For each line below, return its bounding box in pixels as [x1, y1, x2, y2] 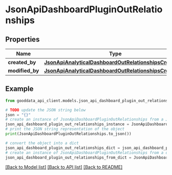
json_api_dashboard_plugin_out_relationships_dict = [5, 145, 120, 150]
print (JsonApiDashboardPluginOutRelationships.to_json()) [5, 131, 132, 137]
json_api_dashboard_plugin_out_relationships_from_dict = [5, 155, 132, 160]
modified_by [8, 67, 39, 74]
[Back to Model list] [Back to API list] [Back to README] [5, 164, 123, 170]
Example [5, 85, 34, 93]
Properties [5, 35, 40, 44]
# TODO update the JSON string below [5, 107, 86, 112]
